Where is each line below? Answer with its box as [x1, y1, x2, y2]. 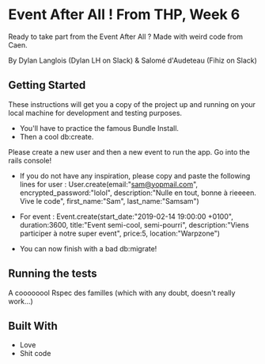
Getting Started [8, 79, 86, 92]
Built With [8, 319, 58, 332]
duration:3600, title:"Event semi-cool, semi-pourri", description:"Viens [19, 220, 249, 229]
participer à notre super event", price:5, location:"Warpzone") [19, 228, 220, 238]
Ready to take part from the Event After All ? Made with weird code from [8, 32, 244, 41]
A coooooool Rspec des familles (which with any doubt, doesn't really [8, 288, 236, 297]
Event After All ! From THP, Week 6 [8, 6, 240, 24]
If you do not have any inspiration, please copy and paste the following [19, 171, 251, 180]
